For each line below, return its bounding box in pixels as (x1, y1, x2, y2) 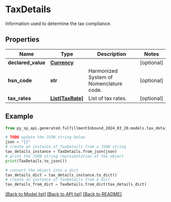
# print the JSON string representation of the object (5, 154, 124, 159)
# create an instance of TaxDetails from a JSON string (5, 144, 126, 149)
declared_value (8, 59, 46, 66)
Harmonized (88, 67, 118, 74)
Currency (50, 59, 74, 66)
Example (5, 112, 34, 121)
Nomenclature (88, 80, 123, 87)
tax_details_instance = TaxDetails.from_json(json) (5, 149, 117, 154)
